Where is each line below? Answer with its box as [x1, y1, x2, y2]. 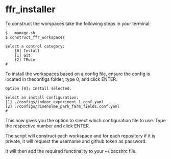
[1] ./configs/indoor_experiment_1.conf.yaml [5, 99, 104, 104]
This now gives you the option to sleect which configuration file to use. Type [5, 117, 166, 123]
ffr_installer [5, 4, 56, 15]
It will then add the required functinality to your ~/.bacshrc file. [5, 148, 137, 154]
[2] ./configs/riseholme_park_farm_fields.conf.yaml [5, 104, 120, 109]
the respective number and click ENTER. [5, 123, 90, 129]
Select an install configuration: [5, 95, 79, 100]
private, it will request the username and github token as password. [5, 138, 147, 144]
